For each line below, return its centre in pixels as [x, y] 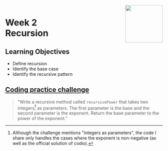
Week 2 [21, 23]
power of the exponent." [42, 119]
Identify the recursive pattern [42, 74]
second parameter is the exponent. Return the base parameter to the [88, 113]
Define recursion [30, 64]
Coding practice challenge [47, 90]
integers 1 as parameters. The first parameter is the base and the [83, 108]
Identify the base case [35, 69]
